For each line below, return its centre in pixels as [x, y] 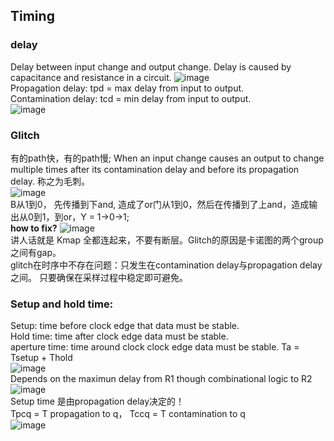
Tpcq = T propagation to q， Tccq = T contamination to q [128, 414]
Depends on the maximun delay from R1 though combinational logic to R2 [161, 379]
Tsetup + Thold [41, 358]
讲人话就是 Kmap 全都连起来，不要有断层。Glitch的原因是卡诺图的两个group [167, 240]
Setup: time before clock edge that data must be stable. [125, 326]
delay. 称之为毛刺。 [50, 181]
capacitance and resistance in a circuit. [91, 77]
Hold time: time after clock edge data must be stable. [119, 336]
